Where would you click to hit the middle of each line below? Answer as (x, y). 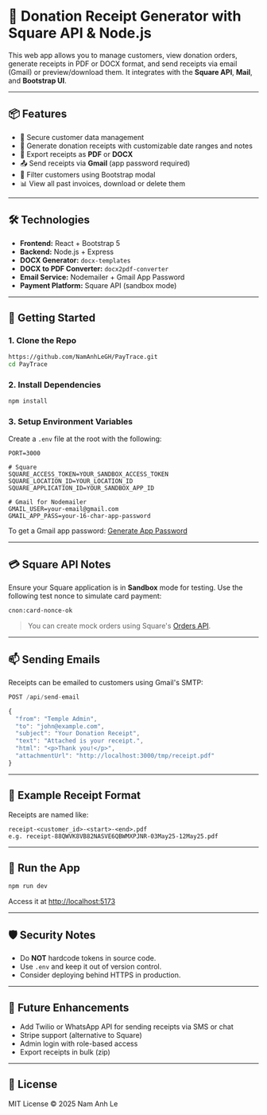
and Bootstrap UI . (38, 80)
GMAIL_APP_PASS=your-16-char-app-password (79, 517)
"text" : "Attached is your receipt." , (80, 741)
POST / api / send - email (44, 697)
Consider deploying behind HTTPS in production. (100, 975)
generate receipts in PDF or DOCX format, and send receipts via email (123, 64)
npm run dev (28, 887)
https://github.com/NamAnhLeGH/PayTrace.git (83, 357)
